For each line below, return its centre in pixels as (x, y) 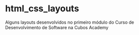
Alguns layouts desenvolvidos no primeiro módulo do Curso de (70, 22)
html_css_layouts (42, 9)
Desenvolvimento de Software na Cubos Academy (57, 27)
